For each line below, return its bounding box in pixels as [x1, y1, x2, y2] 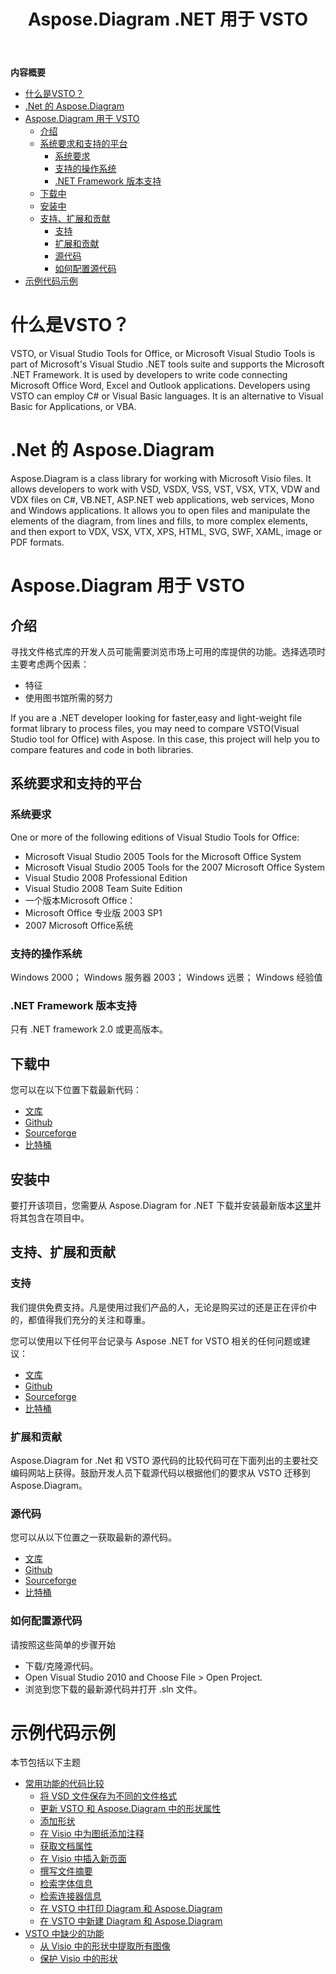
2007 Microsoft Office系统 [24, 919, 134, 931]
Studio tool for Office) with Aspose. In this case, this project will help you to [10, 733, 320, 745]
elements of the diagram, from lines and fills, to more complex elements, [10, 515, 309, 527]
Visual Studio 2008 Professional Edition [24, 871, 188, 884]
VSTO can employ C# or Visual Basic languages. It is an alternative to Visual [10, 390, 324, 402]
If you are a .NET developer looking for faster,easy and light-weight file [10, 712, 303, 724]
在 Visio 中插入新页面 [39, 1853, 127, 1865]
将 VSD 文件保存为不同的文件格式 [39, 1790, 178, 1802]
